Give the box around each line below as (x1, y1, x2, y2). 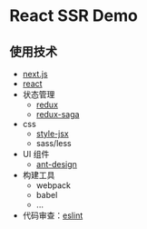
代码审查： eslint (22, 210, 83, 221)
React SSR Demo (9, 5, 138, 26)
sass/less (35, 138, 73, 148)
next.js (22, 69, 48, 79)
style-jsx (35, 128, 70, 139)
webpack (35, 180, 71, 191)
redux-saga (35, 109, 80, 119)
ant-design (35, 159, 77, 169)
